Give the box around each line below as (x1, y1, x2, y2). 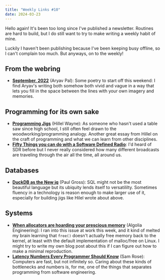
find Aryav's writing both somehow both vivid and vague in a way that (12, 83, 154, 89)
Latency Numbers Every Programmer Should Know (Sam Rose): (12, 253, 145, 259)
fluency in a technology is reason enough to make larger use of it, (12, 190, 146, 196)
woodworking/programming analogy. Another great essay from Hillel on (12, 131, 158, 137)
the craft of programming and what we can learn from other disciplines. (12, 136, 158, 142)
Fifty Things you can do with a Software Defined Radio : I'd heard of (12, 141, 152, 147)
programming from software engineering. (12, 269, 97, 275)
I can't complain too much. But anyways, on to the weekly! (5, 50, 124, 56)
